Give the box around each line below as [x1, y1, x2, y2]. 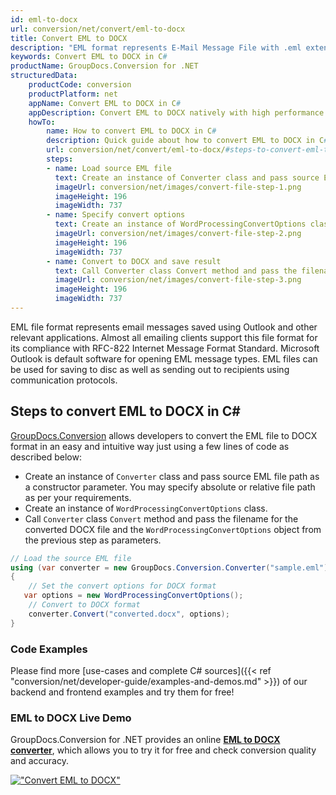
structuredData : [10, 71, 78, 81]
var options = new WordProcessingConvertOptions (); [23, 591, 244, 601]
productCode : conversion [28, 80, 132, 90]
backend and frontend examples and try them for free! [10, 686, 235, 698]
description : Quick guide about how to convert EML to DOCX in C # [46, 136, 329, 146]
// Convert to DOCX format [28, 600, 141, 610]
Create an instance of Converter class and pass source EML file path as [24, 470, 320, 482]
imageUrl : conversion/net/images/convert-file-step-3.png [54, 275, 302, 285]
